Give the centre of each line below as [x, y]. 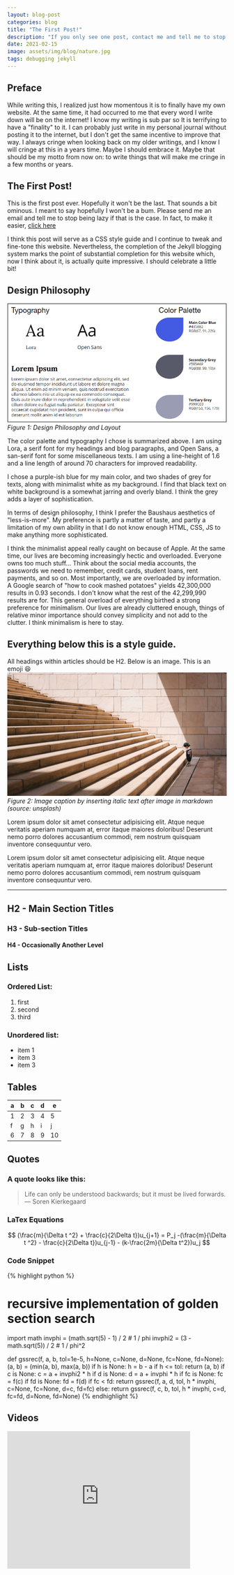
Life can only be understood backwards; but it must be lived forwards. [125, 1195]
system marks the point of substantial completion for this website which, [111, 253]
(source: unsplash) [34, 808]
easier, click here [32, 225]
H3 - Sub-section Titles [48, 929]
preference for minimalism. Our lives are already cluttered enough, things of [116, 607]
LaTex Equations [36, 1220]
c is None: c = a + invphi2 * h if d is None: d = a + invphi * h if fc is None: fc [115, 1374]
